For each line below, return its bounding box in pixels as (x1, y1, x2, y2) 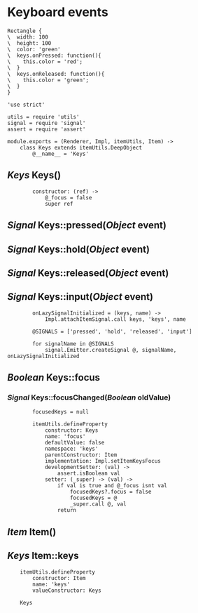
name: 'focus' (44, 433, 86, 440)
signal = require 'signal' (7, 119, 86, 126)
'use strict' (7, 101, 45, 108)
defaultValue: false (44, 440, 105, 447)
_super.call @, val (69, 501, 127, 508)
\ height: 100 (7, 39, 52, 46)
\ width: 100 (7, 33, 49, 41)
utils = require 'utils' (7, 113, 80, 120)
